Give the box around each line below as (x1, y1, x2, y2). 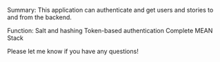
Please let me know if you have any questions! (7, 48, 139, 55)
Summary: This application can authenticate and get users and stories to (7, 6, 214, 14)
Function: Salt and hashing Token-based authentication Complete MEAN (7, 27, 213, 34)
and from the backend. (7, 13, 72, 21)
